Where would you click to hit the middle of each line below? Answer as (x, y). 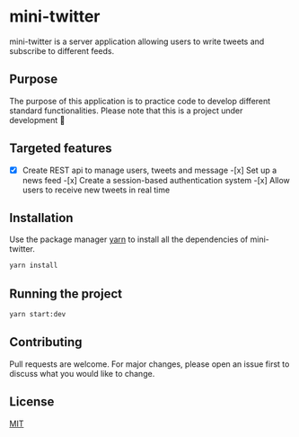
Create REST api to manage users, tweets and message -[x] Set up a (149, 170)
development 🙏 (37, 120)
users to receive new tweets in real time (96, 190)
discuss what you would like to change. (82, 373)
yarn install (34, 266)
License (32, 402)
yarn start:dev (38, 315)
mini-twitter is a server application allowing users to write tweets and (137, 41)
